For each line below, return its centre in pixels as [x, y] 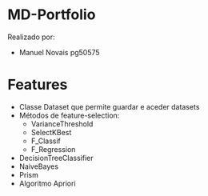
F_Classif [46, 141]
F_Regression [53, 149]
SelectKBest [51, 132]
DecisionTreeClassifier [56, 158]
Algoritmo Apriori [48, 183]
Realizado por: [31, 37]
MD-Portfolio [52, 15]
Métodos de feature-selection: [69, 115]
